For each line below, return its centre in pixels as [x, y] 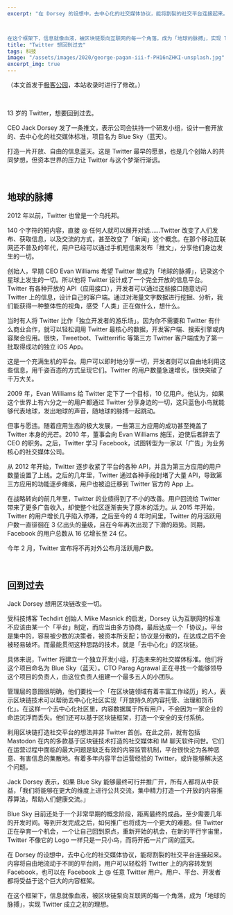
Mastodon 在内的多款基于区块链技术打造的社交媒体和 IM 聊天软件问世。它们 [116, 741]
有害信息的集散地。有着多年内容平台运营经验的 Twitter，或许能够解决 [118, 758]
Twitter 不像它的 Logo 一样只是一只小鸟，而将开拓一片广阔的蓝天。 [103, 840]
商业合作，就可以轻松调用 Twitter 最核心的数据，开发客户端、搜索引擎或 [116, 329]
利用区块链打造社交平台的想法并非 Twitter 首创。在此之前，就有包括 [104, 732]
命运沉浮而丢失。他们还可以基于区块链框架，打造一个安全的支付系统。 [107, 717]
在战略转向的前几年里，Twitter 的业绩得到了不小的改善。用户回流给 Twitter [114, 498]
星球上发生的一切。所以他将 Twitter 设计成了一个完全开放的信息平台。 [107, 279]
